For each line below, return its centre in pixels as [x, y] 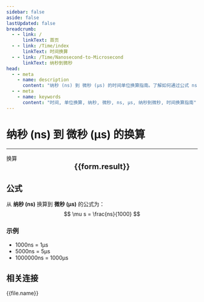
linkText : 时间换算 [45, 52]
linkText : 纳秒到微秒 [47, 63]
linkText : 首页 [41, 40]
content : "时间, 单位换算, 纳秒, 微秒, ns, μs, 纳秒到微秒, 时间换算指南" [109, 102]
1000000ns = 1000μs [42, 258]
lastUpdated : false [31, 23]
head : [13, 68]
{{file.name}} [22, 293]
